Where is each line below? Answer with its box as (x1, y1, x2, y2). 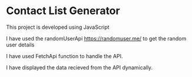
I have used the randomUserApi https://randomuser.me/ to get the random (6, 35, 187, 42)
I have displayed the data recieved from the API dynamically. (6, 63, 153, 71)
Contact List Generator (6, 4, 120, 18)
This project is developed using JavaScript (6, 24, 110, 31)
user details (6, 41, 35, 48)
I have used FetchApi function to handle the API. (6, 52, 123, 59)
